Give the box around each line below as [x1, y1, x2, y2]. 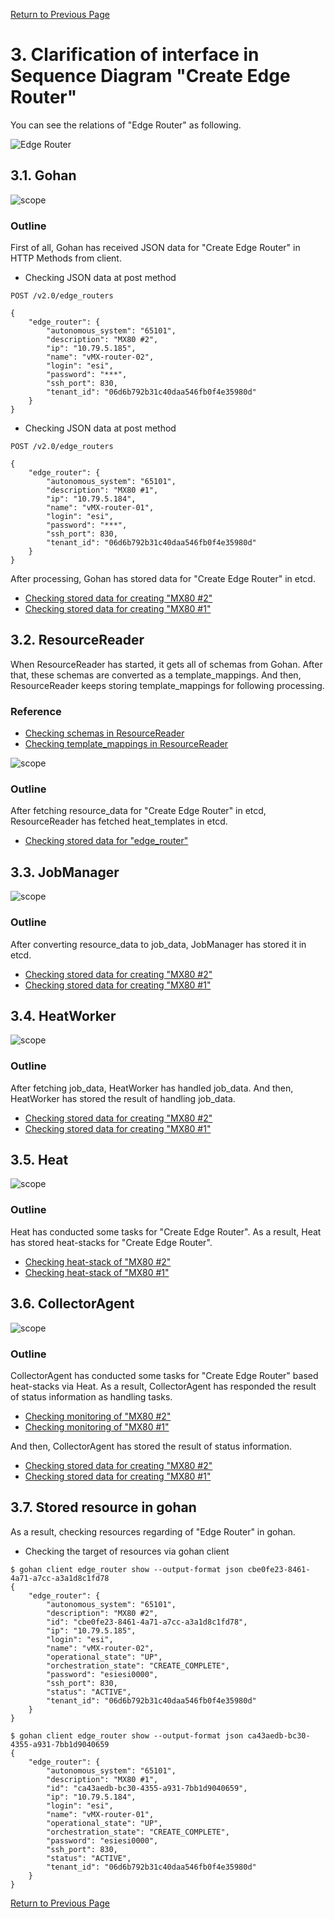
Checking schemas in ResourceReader [24, 727, 185, 739]
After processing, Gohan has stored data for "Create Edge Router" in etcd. [10, 573, 316, 585]
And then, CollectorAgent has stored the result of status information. [10, 1440, 293, 1452]
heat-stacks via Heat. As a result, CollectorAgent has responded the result [10, 1380, 317, 1392]
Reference [10, 704, 62, 718]
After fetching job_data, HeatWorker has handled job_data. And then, [10, 1082, 294, 1094]
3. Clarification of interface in [10, 44, 260, 66]
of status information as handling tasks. [10, 1390, 173, 1403]
